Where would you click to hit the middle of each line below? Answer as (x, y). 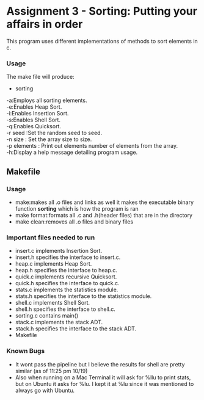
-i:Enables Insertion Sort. (38, 114)
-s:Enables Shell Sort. (34, 120)
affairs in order (45, 24)
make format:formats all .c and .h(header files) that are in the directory (104, 215)
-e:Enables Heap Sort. (34, 107)
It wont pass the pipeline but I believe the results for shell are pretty (100, 364)
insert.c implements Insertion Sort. (59, 251)
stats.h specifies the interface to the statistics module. (83, 296)
